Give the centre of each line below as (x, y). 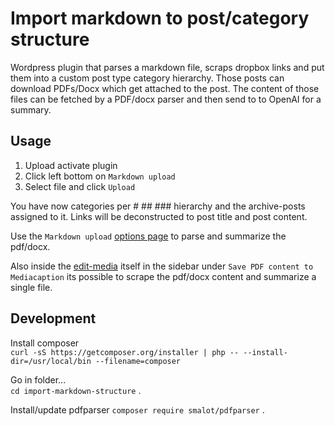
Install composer (45, 343)
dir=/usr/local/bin (51, 361)
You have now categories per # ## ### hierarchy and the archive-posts (158, 206)
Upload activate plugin (71, 165)
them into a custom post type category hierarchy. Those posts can (147, 78)
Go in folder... (38, 379)
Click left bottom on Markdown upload (100, 176)
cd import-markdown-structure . (76, 390)
